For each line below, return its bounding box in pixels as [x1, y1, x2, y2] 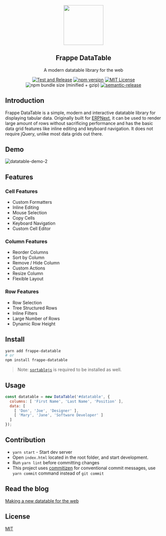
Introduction [5, 97, 45, 105]
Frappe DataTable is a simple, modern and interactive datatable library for [5, 110, 156, 116]
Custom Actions [12, 265, 46, 271]
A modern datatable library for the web [44, 67, 123, 73]
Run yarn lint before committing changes [12, 459, 99, 465]
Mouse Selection [12, 210, 47, 216]
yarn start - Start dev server [12, 449, 73, 455]
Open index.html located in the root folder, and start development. [12, 454, 149, 460]
